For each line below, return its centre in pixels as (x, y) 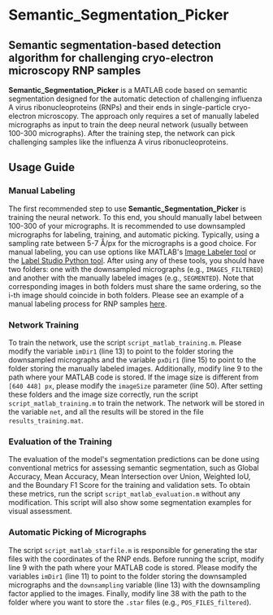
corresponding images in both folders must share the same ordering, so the (135, 286)
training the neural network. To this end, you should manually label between (135, 217)
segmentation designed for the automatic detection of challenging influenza (135, 99)
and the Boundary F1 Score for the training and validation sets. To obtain (129, 485)
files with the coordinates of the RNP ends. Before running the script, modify (136, 559)
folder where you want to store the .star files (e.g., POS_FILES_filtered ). (130, 602)
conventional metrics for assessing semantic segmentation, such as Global (134, 468)
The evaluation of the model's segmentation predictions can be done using (134, 459)
